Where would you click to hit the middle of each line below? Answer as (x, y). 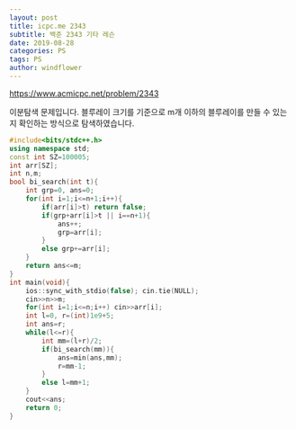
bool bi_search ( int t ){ (54, 182)
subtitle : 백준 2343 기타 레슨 (62, 34)
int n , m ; (26, 174)
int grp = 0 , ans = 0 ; (60, 191)
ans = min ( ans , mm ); (90, 357)
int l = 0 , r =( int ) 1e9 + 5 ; (70, 316)
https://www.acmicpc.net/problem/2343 (84, 93)
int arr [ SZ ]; (34, 165)
